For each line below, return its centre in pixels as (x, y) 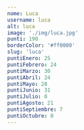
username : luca (29, 20)
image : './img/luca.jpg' (43, 33)
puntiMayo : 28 (28, 84)
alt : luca (21, 26)
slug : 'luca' (26, 52)
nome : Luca (23, 13)
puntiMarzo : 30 (29, 71)
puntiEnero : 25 (29, 58)
